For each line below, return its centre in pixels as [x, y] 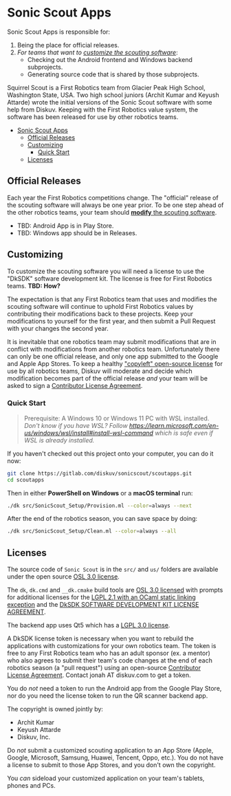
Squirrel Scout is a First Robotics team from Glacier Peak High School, [107, 87]
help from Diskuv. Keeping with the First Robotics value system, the [102, 109]
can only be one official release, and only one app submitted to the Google [113, 356]
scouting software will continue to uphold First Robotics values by [100, 306]
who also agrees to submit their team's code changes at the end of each [110, 660]
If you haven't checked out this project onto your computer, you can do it [110, 453]
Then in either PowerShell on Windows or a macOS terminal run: [100, 493]
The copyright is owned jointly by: [55, 709]
